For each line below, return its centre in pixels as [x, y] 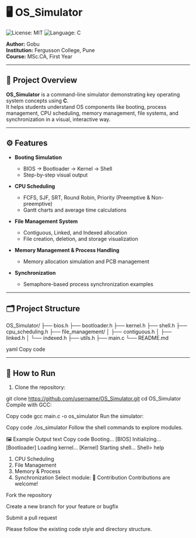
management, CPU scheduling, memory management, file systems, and [92, 113]
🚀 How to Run [31, 373]
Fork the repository [29, 495]
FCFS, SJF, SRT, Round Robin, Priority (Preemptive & [87, 197]
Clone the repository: [40, 387]
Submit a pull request [32, 518]
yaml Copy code [26, 349]
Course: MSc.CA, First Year [39, 56]
